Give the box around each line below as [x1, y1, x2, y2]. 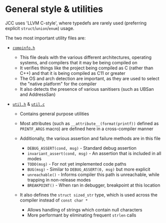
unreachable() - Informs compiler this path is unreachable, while [27, 171, 160, 178]
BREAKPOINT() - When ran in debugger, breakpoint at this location [27, 182, 161, 188]
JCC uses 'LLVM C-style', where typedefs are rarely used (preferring [5, 20, 147, 26]
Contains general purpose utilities [19, 111, 89, 117]
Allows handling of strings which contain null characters [27, 207, 143, 213]
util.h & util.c [12, 101, 45, 107]
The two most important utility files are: [5, 35, 86, 41]
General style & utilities [5, 3, 103, 15]
